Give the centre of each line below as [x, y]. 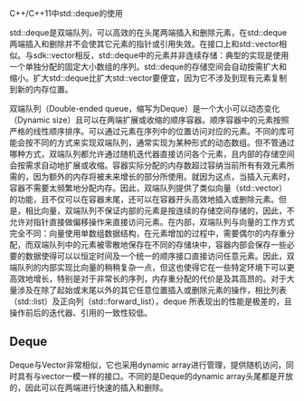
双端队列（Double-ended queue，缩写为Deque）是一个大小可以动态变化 [145, 108]
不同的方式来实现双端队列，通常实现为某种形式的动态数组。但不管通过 [164, 142]
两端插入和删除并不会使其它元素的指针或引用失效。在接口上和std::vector [144, 44]
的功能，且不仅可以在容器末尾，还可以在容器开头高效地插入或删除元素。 [144, 199]
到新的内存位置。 [41, 89]
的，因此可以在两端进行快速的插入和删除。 [89, 387]
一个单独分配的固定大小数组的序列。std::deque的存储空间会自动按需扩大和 [148, 67]
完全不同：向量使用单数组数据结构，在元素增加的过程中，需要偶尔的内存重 [148, 233]
